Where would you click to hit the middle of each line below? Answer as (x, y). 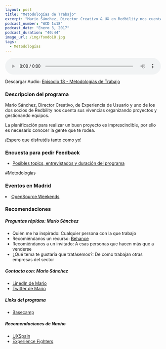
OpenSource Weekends (36, 196)
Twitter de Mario (29, 289)
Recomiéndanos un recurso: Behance (50, 239)
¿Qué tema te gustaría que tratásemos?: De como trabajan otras (77, 254)
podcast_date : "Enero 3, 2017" (37, 28)
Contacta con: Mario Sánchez (37, 271)
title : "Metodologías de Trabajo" (41, 14)
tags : (11, 42)
